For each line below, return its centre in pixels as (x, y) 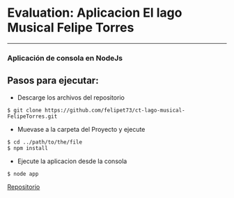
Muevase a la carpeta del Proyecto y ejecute (81, 129)
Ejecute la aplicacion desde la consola (72, 161)
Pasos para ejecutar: (53, 81)
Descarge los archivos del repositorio (71, 97)
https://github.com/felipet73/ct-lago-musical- (115, 110)
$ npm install (28, 148)
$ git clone (24, 110)
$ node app (23, 174)
